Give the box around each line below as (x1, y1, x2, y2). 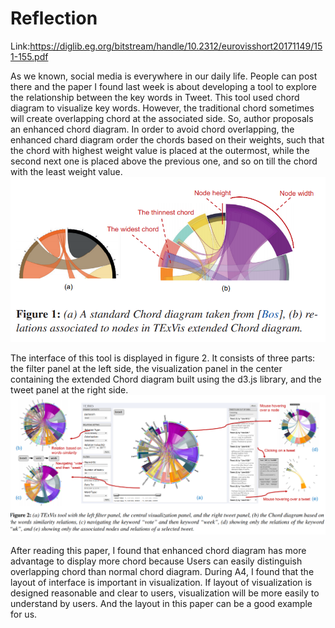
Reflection (10, 7, 98, 30)
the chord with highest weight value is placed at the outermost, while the (10, 144, 310, 156)
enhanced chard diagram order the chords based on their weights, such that (10, 133, 325, 146)
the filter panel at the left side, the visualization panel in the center (10, 363, 283, 375)
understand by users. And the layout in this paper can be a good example (10, 598, 313, 610)
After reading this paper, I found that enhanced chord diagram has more (10, 545, 307, 557)
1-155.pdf (10, 50, 49, 62)
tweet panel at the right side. (10, 384, 129, 396)
